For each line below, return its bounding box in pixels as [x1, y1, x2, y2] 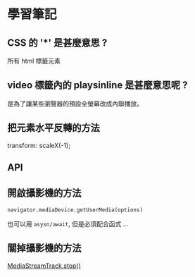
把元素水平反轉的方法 [7, 122, 100, 134]
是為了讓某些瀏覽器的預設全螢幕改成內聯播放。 [7, 99, 143, 108]
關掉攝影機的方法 [7, 242, 82, 254]
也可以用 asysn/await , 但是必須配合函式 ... [7, 219, 129, 228]
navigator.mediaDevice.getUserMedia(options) [7, 206, 143, 214]
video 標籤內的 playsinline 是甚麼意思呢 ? [7, 79, 188, 92]
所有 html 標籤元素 [7, 57, 61, 65]
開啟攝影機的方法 [7, 187, 82, 199]
